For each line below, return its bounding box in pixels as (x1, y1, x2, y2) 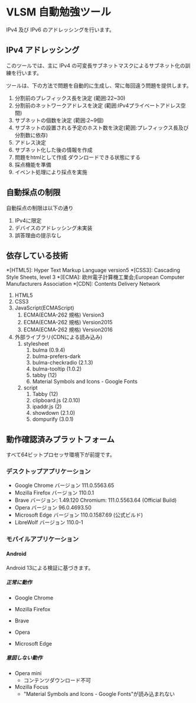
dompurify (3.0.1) (32, 415, 74, 423)
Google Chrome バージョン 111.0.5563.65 (14, 482, 115, 489)
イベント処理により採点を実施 (14, 168, 87, 175)
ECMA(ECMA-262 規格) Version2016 (23, 326, 113, 333)
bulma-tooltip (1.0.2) (32, 365, 82, 373)
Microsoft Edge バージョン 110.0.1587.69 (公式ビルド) (14, 511, 143, 518)
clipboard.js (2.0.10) (32, 397, 81, 404)
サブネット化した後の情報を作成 (14, 146, 93, 153)
